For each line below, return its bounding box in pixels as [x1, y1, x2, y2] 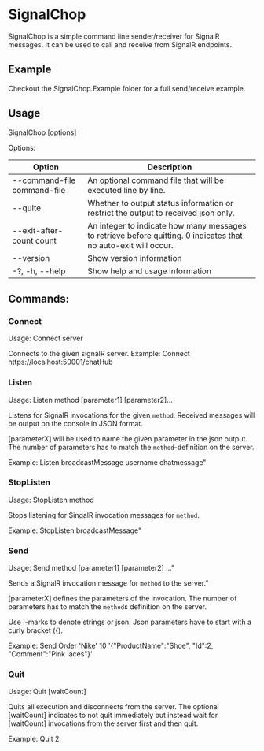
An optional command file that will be [87, 175, 224, 186]
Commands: [8, 292, 70, 305]
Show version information [87, 252, 182, 263]
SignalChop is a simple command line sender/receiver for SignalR [8, 32, 220, 41]
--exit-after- [12, 225, 64, 236]
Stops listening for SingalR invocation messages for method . [8, 510, 200, 519]
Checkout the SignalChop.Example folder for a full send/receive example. [8, 84, 246, 93]
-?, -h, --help [12, 266, 66, 277]
